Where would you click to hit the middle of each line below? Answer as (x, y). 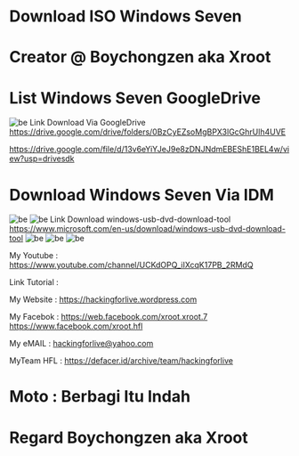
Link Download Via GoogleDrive (88, 123)
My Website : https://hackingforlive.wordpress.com (103, 299)
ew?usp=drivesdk (42, 159)
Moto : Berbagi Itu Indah (100, 397)
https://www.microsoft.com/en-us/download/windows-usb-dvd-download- (148, 229)
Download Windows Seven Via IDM (141, 195)
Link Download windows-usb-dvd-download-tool (141, 219)
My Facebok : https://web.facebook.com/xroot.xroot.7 (109, 317)
